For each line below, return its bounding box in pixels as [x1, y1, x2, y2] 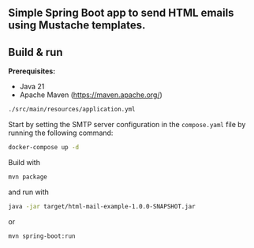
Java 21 [19, 82, 45, 92]
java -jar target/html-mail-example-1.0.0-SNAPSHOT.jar [8, 202, 196, 210]
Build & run [8, 45, 63, 58]
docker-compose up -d [8, 144, 80, 152]
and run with [8, 187, 50, 197]
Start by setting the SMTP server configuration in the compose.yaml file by [8, 120, 246, 130]
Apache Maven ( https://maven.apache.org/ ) [19, 90, 163, 100]
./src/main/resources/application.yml [8, 106, 136, 114]
